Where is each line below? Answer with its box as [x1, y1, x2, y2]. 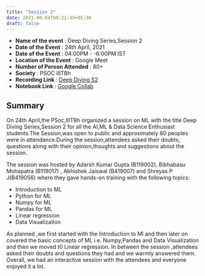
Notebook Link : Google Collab [15, 83, 94, 90]
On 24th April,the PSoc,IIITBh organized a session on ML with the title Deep [6, 117, 197, 124]
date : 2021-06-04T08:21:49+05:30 [6, 15, 92, 21]
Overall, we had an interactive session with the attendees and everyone [6, 256, 187, 264]
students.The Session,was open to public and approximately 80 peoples [6, 130, 188, 137]
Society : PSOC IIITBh [15, 70, 72, 77]
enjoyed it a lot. [6, 263, 45, 270]
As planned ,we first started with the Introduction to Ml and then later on [6, 230, 188, 237]
